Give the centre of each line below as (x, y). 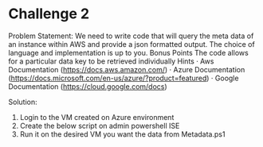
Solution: (23, 102)
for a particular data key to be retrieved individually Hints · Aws (111, 61)
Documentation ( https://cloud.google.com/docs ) (88, 86)
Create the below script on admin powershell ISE (100, 126)
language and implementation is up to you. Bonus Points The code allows (128, 52)
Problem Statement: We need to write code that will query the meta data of (131, 36)
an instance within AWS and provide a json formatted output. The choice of (131, 44)
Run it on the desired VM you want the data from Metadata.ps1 (122, 134)
